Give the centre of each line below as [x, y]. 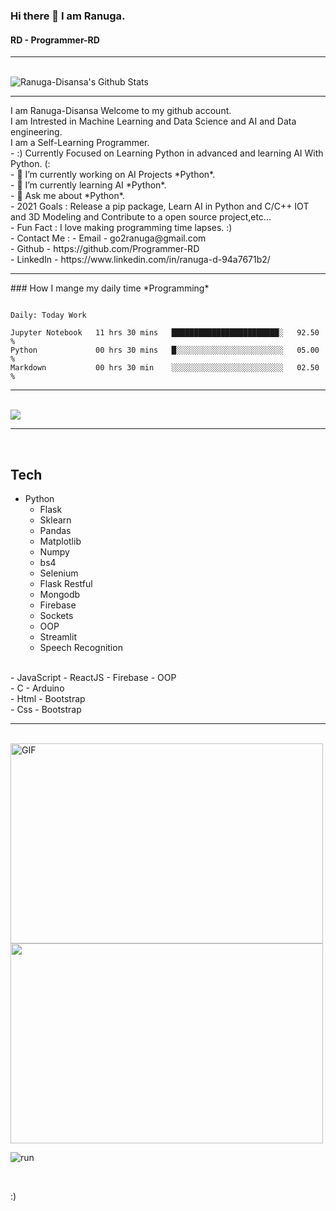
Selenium [59, 573]
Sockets [56, 615]
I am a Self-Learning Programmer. [80, 143]
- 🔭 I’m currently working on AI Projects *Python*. [113, 175]
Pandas [55, 530]
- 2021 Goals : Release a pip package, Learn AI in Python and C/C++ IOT [160, 206]
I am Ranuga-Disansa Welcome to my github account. [121, 111]
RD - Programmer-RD [55, 40]
